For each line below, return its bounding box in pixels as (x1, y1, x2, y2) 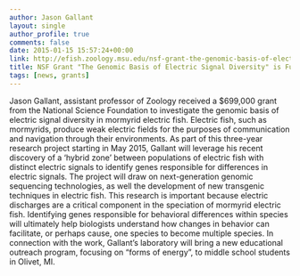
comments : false (9, 37, 70, 47)
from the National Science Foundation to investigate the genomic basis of (9, 104, 279, 116)
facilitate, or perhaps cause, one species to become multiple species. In (9, 228, 274, 239)
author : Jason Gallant (9, 12, 94, 22)
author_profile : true (9, 29, 90, 38)
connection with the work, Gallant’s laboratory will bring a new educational (9, 237, 284, 248)
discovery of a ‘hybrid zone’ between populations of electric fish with (9, 152, 264, 163)
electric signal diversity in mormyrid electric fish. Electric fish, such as (9, 114, 268, 125)
